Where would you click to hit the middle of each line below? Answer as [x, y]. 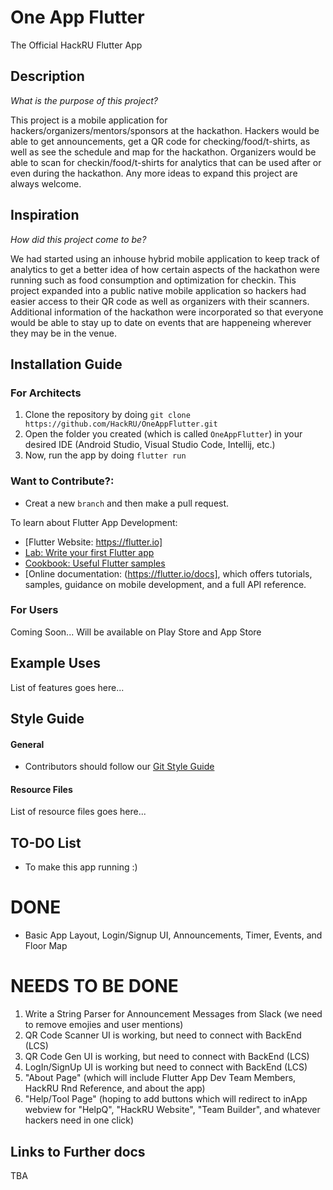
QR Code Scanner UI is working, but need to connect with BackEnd [163, 1035]
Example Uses [56, 663]
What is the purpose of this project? [84, 100]
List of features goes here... [67, 687]
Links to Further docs [78, 1151]
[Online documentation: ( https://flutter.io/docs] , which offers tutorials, [168, 573]
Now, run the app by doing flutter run [105, 455]
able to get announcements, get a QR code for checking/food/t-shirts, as [160, 141]
